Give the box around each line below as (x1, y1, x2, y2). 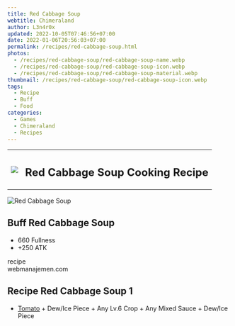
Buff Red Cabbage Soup (7, 217, 115, 229)
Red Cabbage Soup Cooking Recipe (25, 165, 209, 179)
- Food (13, 103, 33, 110)
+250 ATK (17, 243, 47, 252)
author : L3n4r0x (7, 23, 55, 30)
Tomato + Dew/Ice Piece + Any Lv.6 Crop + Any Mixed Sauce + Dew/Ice (17, 304, 229, 313)
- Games (13, 116, 37, 123)
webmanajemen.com (7, 264, 69, 273)
